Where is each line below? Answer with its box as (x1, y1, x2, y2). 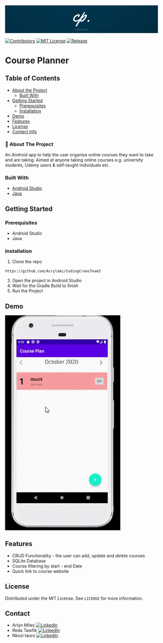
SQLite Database (12, 558, 46, 564)
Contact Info (12, 129, 37, 134)
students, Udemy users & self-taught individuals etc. (5, 162, 110, 168)
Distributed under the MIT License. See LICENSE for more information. (5, 595, 143, 601)
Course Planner (5, 55, 69, 66)
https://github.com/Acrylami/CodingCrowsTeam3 (5, 269, 101, 274)
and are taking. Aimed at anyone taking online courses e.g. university (5, 157, 144, 163)
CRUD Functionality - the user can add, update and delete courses (12, 552, 146, 558)
